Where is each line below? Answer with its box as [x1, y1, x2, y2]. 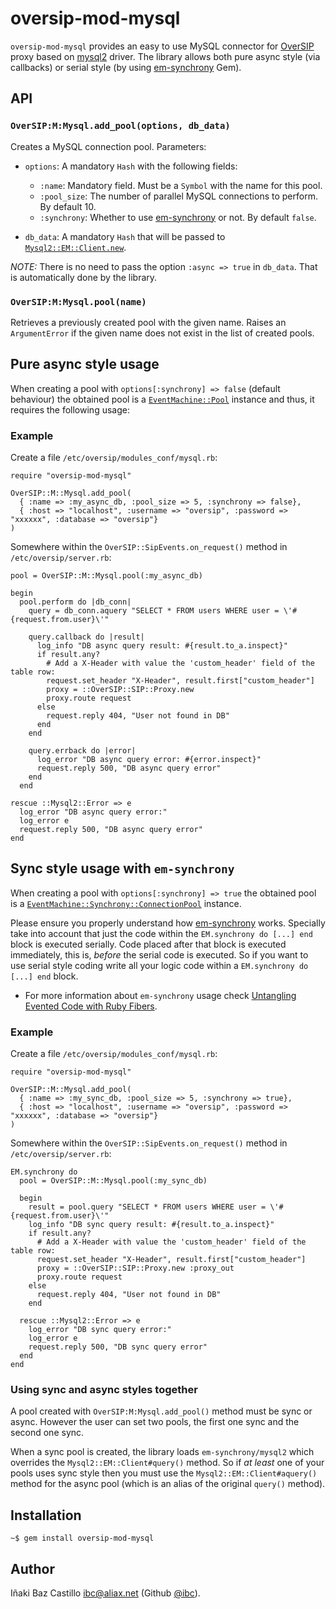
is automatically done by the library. [10, 271, 158, 283]
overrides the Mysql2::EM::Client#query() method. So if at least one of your [10, 1457, 325, 1469]
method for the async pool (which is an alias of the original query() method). [10, 1478, 326, 1490]
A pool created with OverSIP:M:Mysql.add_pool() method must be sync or [10, 1405, 313, 1417]
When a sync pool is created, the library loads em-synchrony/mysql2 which [10, 1446, 315, 1458]
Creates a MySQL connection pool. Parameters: [10, 140, 207, 152]
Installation [10, 1507, 82, 1524]
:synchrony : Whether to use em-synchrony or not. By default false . [39, 211, 317, 223]
